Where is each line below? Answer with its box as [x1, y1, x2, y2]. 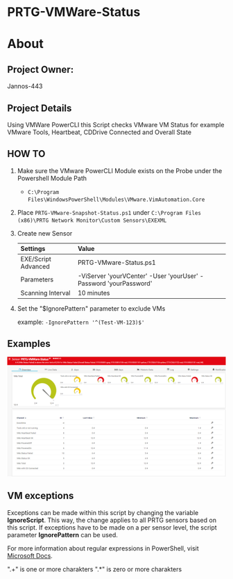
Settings [20, 245, 46, 253]
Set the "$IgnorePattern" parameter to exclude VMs [17, 304, 166, 313]
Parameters [20, 275, 54, 284]
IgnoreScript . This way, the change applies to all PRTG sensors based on [7, 516, 217, 524]
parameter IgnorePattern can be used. [7, 530, 118, 539]
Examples [7, 338, 51, 350]
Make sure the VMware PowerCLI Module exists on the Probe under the [17, 166, 223, 174]
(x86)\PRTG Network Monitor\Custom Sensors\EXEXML [17, 217, 167, 224]
